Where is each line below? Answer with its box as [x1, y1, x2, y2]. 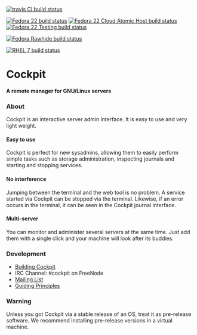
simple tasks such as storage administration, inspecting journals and [6, 155, 175, 162]
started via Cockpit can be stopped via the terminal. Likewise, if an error [6, 195, 184, 202]
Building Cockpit [14, 263, 56, 271]
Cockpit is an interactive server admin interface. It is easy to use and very [6, 116, 187, 123]
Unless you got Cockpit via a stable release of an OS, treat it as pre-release [6, 311, 192, 318]
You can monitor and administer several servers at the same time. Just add [6, 228, 190, 235]
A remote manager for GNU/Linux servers [6, 87, 112, 94]
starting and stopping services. [6, 162, 83, 169]
